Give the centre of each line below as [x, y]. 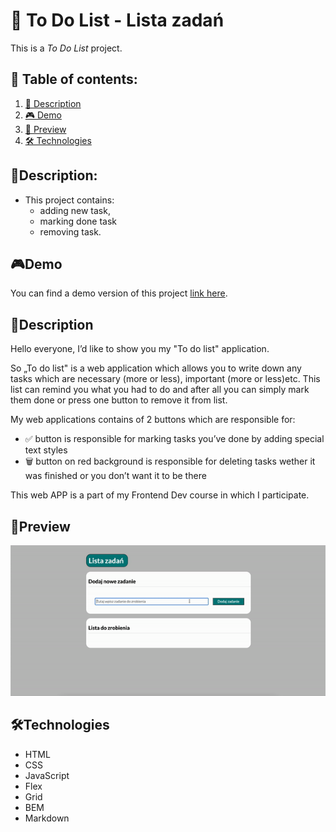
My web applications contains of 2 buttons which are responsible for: [153, 420]
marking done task [78, 221]
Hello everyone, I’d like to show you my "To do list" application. [140, 349]
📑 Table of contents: [74, 79]
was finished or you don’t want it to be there [115, 476]
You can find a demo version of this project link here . [119, 293]
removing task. [70, 231]
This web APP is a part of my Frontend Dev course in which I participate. [160, 495]
